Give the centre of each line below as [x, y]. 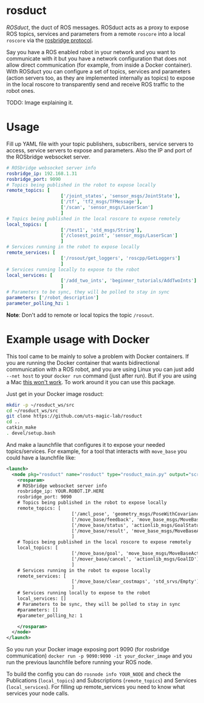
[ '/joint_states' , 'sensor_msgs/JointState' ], [121, 196]
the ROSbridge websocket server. [49, 157]
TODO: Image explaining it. [40, 102]
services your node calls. [38, 693]
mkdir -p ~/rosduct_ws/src [40, 405]
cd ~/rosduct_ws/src [32, 410]
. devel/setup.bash [31, 433]
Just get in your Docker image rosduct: [55, 394]
